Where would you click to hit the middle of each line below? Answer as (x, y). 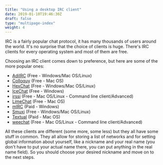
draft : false (18, 18)
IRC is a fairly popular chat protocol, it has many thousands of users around (81, 41)
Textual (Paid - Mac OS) (36, 117)
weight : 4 (15, 28)
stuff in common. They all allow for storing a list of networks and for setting (80, 137)
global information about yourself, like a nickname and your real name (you (80, 142)
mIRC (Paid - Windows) (36, 107)
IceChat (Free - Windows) (38, 91)
